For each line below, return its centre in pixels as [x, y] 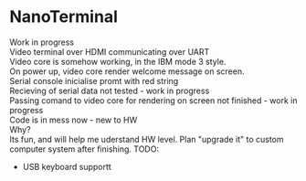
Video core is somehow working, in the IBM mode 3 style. [118, 61]
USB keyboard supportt [67, 166]
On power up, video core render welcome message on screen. [127, 71]
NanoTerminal [64, 17]
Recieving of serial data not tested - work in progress [110, 90]
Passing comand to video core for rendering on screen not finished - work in [153, 100]
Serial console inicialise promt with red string [94, 80]
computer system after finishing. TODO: [84, 149]
